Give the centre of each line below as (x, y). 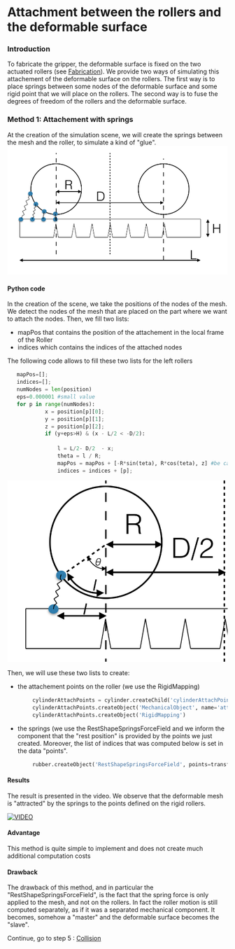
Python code (26, 289)
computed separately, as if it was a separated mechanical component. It (111, 910)
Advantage (24, 833)
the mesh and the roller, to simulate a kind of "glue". (82, 142)
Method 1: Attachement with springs (70, 120)
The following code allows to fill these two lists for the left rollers (100, 361)
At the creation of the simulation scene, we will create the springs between (115, 134)
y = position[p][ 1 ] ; (74, 419)
